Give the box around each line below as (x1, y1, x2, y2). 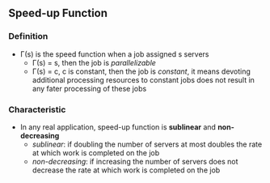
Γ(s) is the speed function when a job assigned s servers (19, 49, 209, 59)
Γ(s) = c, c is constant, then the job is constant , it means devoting (32, 66, 251, 76)
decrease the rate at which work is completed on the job (32, 165, 221, 175)
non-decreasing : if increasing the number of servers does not (32, 156, 238, 166)
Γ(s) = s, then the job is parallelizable (32, 57, 156, 67)
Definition (8, 31, 49, 42)
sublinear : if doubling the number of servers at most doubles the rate (32, 139, 263, 149)
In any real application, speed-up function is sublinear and (19, 121, 217, 132)
